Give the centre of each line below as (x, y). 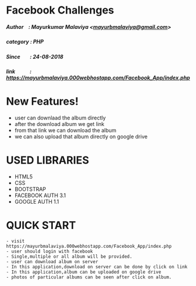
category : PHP (25, 42)
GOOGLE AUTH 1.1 (37, 201)
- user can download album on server (52, 262)
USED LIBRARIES (48, 160)
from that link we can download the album (65, 130)
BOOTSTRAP (30, 189)
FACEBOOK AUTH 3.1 (40, 195)
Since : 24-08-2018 (35, 56)
